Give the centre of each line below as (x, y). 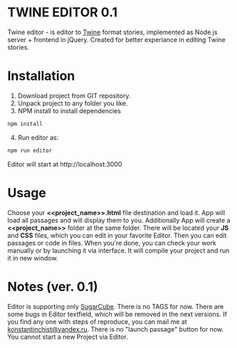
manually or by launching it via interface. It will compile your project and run (118, 251)
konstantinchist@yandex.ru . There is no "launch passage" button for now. (116, 329)
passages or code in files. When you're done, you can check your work (112, 243)
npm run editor (30, 150)
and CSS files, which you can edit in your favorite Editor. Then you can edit (117, 235)
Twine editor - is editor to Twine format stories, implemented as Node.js (113, 32)
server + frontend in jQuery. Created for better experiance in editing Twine (116, 39)
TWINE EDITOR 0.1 (63, 12)
